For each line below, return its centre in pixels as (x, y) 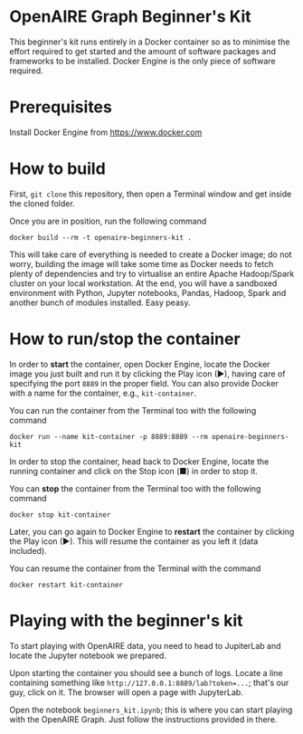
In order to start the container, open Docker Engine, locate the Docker (140, 364)
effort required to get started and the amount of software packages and (142, 51)
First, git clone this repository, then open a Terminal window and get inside (151, 194)
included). (28, 550)
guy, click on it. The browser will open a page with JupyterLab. (127, 692)
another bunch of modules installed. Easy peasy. (100, 302)
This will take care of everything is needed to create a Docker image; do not (151, 254)
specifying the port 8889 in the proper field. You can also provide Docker (144, 383)
